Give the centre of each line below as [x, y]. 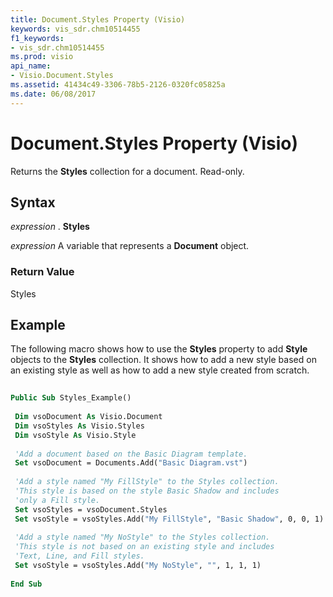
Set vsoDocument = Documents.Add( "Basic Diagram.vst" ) [131, 463]
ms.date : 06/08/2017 [53, 94]
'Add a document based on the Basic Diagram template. [131, 454]
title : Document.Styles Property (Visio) [98, 19]
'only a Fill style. [57, 500]
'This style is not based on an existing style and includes [144, 547]
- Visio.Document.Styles [62, 76]
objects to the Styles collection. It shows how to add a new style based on [163, 360]
